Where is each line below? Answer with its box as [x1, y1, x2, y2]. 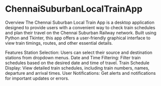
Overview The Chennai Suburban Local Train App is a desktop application [5, 19, 155, 25]
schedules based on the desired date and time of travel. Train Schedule [5, 60, 150, 66]
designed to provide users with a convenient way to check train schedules [5, 24, 156, 30]
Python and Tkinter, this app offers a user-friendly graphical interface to [5, 35, 151, 41]
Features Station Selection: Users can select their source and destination [5, 50, 153, 55]
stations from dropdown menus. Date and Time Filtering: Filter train [5, 54, 141, 60]
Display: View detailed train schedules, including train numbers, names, [5, 65, 150, 71]
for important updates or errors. [5, 75, 70, 81]
